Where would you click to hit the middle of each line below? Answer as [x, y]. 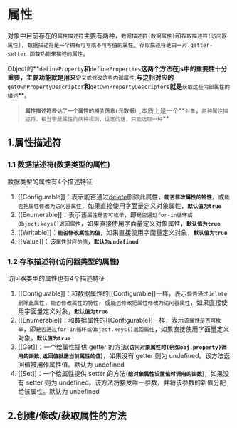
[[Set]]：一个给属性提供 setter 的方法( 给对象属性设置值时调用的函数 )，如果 [120, 373]
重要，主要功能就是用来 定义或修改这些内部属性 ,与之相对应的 [91, 77]
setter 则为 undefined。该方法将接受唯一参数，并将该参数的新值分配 [126, 382]
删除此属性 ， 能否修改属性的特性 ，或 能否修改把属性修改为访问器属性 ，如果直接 [120, 302]
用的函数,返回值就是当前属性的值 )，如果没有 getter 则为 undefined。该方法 [121, 355]
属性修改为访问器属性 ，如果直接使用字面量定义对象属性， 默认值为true [125, 205]
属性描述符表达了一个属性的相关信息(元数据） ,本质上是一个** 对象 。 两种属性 [124, 110]
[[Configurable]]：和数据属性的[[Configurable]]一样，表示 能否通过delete [122, 293]
